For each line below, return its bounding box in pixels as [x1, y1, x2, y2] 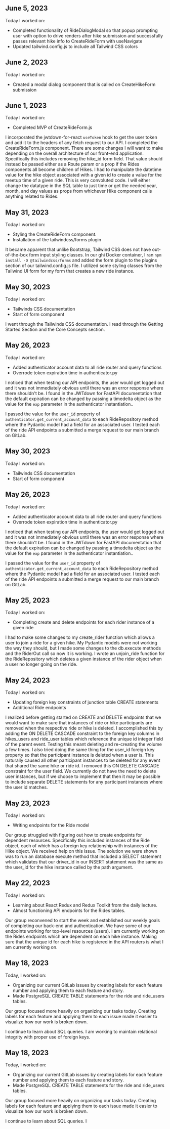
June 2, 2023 [5, 58, 48, 67]
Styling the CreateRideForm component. [12, 231, 97, 237]
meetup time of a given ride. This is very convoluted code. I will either [5, 177, 151, 184]
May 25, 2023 [5, 596, 50, 604]
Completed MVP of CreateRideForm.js [12, 124, 93, 131]
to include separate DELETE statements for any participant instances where [5, 779, 163, 785]
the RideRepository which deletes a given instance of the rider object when [5, 656, 162, 662]
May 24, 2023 [5, 676, 50, 684]
